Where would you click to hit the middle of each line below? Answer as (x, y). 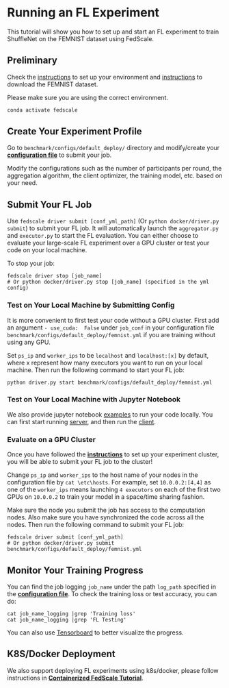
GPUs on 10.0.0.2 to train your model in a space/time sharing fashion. (106, 497)
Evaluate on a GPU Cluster (51, 439)
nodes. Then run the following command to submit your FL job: (96, 525)
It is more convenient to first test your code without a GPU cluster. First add (113, 320)
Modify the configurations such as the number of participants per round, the (114, 169)
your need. (22, 183)
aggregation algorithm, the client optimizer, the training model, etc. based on (115, 175)
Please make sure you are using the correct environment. (88, 97)
